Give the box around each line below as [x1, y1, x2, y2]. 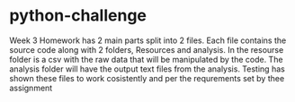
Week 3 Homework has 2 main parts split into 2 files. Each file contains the [9, 35, 287, 46]
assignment [9, 82, 53, 93]
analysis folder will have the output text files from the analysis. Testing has [9, 64, 285, 74]
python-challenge [9, 5, 147, 26]
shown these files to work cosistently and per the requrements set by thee [9, 72, 285, 83]
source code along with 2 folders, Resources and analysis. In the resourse [9, 44, 284, 55]
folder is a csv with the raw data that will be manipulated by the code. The [9, 54, 283, 64]
